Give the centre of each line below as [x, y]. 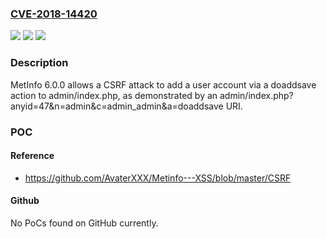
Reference [32, 156]
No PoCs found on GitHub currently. [84, 223]
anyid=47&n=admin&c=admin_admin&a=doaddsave [117, 106]
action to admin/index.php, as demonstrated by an [114, 95]
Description [39, 63]
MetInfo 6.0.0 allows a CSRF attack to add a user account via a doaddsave [163, 84]
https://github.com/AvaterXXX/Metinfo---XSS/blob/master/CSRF [158, 178]
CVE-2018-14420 [54, 14]
